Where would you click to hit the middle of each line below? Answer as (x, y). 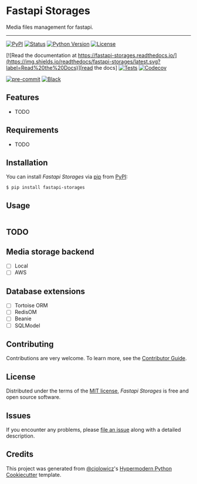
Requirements (32, 130)
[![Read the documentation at (42, 55)
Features (23, 98)
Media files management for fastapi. (50, 27)
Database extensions (46, 291)
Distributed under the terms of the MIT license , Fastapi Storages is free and (97, 391)
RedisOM (26, 312)
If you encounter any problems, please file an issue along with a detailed (94, 430)
